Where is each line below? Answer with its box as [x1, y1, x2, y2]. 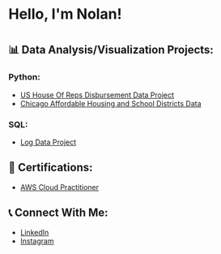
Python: [8, 71, 40, 83]
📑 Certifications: [8, 161, 93, 174]
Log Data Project [19, 137, 77, 147]
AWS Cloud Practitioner [19, 182, 100, 192]
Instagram [19, 236, 54, 246]
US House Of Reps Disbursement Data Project [19, 90, 175, 100]
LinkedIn [19, 227, 49, 237]
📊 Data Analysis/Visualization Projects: [8, 43, 215, 57]
